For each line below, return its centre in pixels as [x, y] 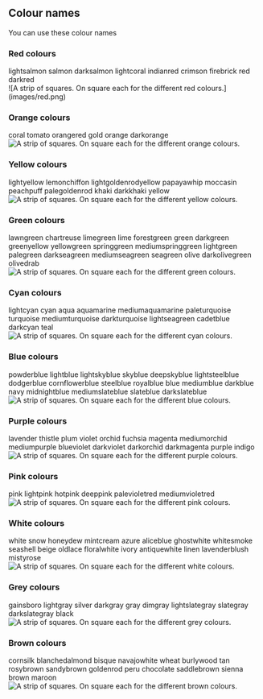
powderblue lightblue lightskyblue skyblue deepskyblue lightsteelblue [124, 374]
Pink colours [33, 476]
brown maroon [33, 678]
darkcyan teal [31, 327]
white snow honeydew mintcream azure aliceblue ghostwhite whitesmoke [131, 541]
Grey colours [34, 587]
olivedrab [24, 263]
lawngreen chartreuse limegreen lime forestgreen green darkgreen [119, 238]
